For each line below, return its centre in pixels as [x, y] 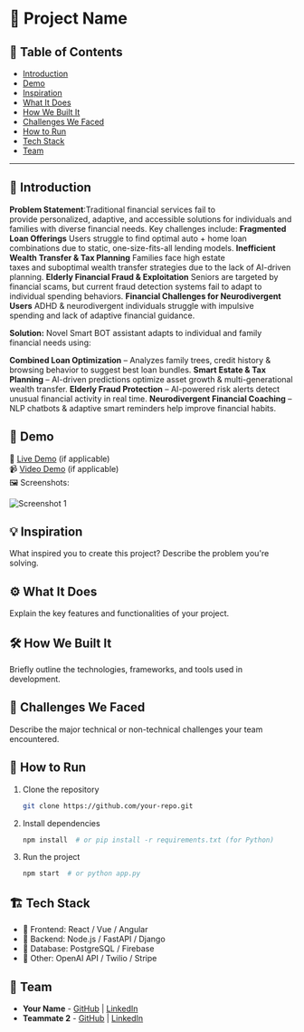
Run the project [51, 857]
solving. [24, 563]
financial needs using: [50, 342]
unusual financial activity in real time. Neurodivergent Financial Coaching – [151, 399]
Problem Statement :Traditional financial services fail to [112, 209]
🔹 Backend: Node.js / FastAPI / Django [94, 939]
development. [35, 680]
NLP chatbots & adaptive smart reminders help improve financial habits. [143, 408]
